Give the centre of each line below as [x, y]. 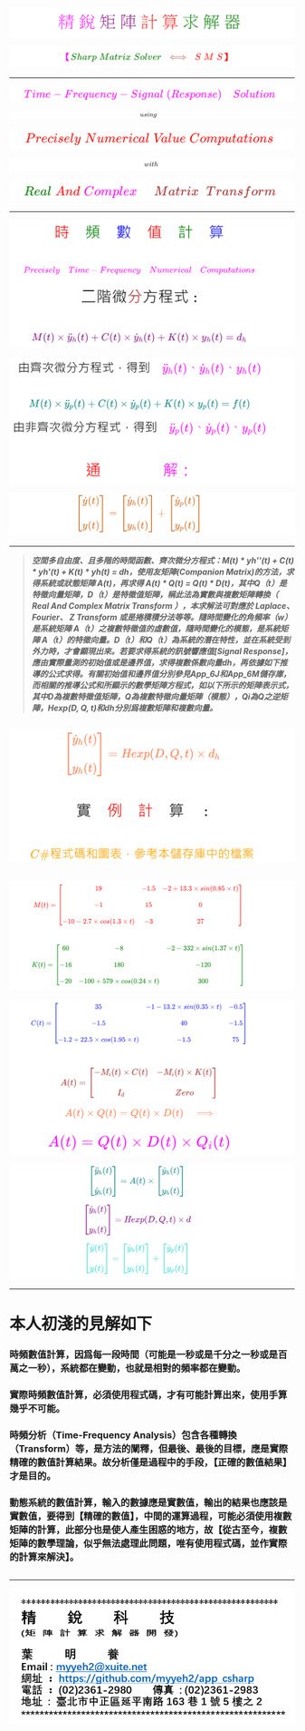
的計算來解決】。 [44, 1557]
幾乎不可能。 [38, 1409]
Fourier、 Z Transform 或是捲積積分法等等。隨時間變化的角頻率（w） [162, 617]
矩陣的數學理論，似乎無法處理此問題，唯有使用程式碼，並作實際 [148, 1543]
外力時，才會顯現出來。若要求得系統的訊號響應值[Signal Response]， [162, 651]
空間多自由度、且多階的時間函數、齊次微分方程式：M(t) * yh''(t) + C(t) [163, 561]
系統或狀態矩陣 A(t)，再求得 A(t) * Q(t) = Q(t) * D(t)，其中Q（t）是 [163, 583]
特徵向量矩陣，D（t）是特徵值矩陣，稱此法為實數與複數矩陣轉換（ [155, 595]
